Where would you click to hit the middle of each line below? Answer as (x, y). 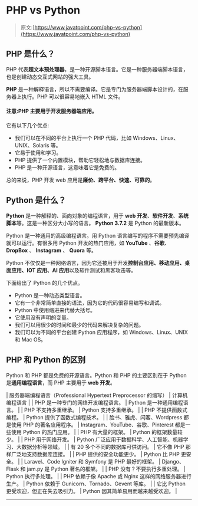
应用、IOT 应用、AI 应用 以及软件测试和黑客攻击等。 (74, 270)
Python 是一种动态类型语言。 (50, 295)
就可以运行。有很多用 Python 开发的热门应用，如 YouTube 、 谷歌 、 (88, 243)
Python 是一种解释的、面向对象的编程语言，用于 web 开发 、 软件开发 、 (92, 215)
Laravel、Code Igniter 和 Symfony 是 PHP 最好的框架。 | (93, 461)
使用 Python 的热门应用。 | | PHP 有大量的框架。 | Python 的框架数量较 (97, 432)
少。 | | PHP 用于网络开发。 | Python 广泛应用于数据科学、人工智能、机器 (95, 439)
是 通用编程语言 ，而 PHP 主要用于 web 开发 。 (61, 382)
